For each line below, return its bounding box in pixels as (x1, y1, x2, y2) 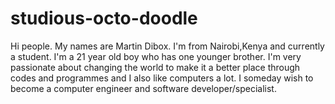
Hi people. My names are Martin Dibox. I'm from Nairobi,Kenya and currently (10, 40, 325, 52)
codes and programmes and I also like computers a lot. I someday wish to (10, 72, 314, 84)
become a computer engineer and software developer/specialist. (10, 82, 277, 94)
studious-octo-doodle (10, 7, 198, 30)
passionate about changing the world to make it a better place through (10, 61, 301, 73)
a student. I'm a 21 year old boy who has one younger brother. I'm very (10, 50, 302, 62)
